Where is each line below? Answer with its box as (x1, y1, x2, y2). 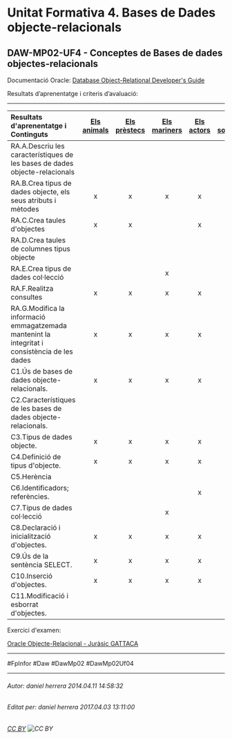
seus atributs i (10, 195, 57, 205)
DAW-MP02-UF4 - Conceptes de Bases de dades (7, 47, 223, 59)
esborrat (10, 599, 39, 609)
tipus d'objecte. (10, 461, 61, 470)
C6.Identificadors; (10, 483, 69, 492)
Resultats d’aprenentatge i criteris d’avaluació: (7, 90, 138, 97)
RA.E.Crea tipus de (10, 264, 71, 273)
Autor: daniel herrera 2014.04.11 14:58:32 (7, 682, 124, 690)
